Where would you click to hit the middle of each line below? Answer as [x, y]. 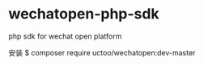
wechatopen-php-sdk [84, 14]
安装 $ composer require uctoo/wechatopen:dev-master [102, 52]
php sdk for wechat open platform [65, 36]
